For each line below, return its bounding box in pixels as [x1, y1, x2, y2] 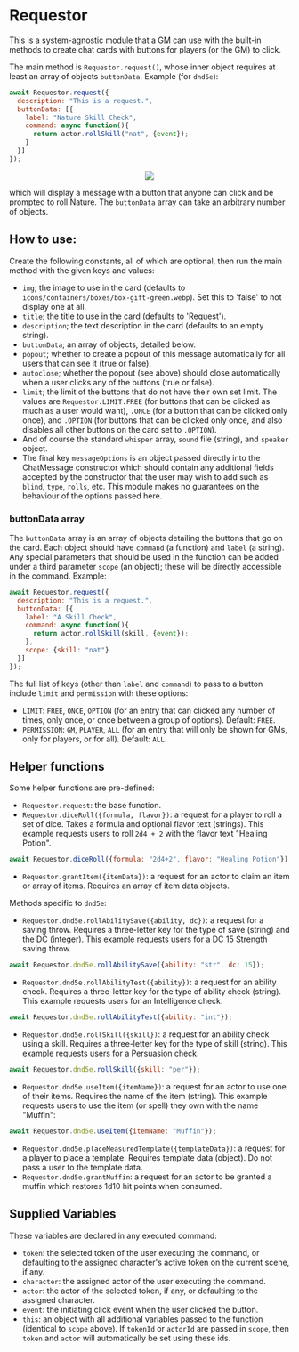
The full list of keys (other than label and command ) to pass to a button [9, 678, 263, 689]
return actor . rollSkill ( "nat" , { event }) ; [32, 130, 190, 139]
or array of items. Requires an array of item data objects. [21, 880, 230, 891]
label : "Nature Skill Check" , [25, 113, 138, 122]
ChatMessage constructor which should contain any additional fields [21, 462, 274, 473]
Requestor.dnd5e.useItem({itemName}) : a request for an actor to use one [21, 1081, 287, 1091]
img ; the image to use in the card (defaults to [21, 282, 186, 293]
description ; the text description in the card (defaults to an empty [21, 320, 264, 330]
